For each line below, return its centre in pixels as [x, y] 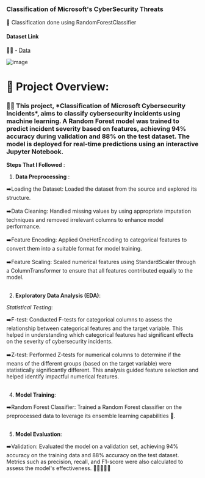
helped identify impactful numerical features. [63, 376]
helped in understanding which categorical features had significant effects [100, 334]
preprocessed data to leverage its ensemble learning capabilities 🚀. [91, 416]
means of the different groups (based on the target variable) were [89, 363]
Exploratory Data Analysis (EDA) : [58, 295]
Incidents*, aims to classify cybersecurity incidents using [94, 113]
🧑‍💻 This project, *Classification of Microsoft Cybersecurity [96, 106]
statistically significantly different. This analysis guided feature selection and [103, 370]
